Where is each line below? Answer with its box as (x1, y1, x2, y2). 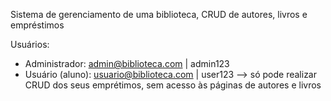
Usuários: (10, 39, 50, 50)
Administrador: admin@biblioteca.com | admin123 (24, 58, 230, 69)
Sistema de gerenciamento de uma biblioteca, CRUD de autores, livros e (10, 9, 308, 20)
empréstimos (10, 19, 65, 31)
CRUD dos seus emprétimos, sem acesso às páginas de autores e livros (24, 79, 322, 91)
